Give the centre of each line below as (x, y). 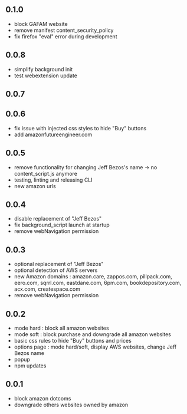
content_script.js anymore (46, 173)
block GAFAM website (41, 24)
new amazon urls (35, 186)
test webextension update (46, 75)
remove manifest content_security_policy (64, 30)
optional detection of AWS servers (56, 270)
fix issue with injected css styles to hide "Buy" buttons (80, 128)
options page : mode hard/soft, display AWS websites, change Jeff (95, 347)
